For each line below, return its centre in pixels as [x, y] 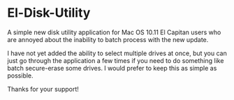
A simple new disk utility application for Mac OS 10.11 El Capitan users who [114, 32]
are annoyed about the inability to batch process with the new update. [108, 39]
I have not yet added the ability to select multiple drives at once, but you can [117, 53]
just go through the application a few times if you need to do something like [116, 60]
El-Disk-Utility [49, 13]
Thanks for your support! [43, 89]
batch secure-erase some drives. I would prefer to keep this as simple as [112, 68]
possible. [20, 76]
